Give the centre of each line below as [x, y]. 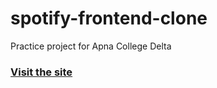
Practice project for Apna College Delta [91, 46]
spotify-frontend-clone [109, 18]
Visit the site [41, 72]
